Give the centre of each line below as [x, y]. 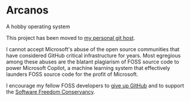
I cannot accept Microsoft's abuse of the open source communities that [93, 49]
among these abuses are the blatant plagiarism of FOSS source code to [93, 62]
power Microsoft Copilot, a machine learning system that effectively [88, 68]
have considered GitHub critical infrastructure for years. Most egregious [94, 55]
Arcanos [27, 10]
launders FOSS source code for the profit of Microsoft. [72, 74]
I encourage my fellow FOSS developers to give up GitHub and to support [95, 85]
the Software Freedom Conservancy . [51, 92]
